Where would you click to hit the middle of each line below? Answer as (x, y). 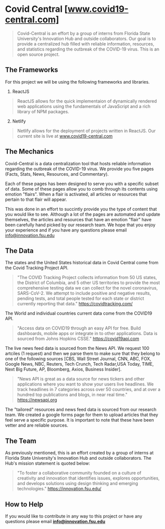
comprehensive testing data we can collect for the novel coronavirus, (87, 288)
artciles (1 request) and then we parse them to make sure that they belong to (82, 354)
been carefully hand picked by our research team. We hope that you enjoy (80, 225)
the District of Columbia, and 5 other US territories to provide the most (88, 283)
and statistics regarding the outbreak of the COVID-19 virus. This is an (88, 49)
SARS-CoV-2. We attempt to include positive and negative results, (84, 293)
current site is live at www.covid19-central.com (65, 136)
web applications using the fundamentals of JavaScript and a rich (84, 106)
